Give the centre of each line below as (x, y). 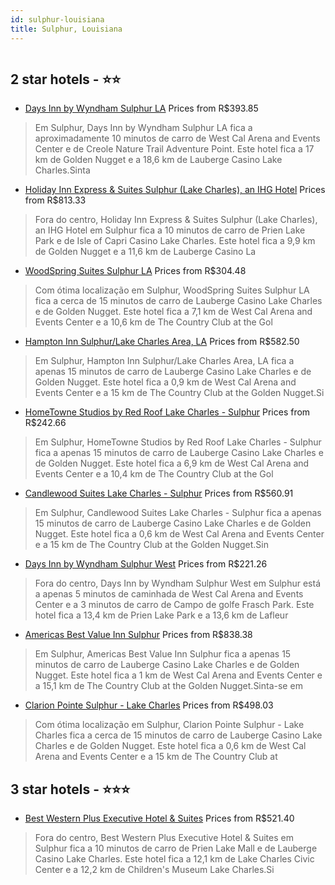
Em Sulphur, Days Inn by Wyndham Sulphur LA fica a (143, 128)
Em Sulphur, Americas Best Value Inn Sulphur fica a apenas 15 (163, 654)
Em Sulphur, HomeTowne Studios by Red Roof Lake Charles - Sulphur (178, 442)
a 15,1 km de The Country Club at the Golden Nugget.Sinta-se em (168, 686)
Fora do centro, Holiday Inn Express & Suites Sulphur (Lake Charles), (176, 220)
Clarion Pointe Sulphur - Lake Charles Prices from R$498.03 (149, 705)
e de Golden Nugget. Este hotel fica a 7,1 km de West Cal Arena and (173, 312)
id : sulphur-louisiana (57, 19)
